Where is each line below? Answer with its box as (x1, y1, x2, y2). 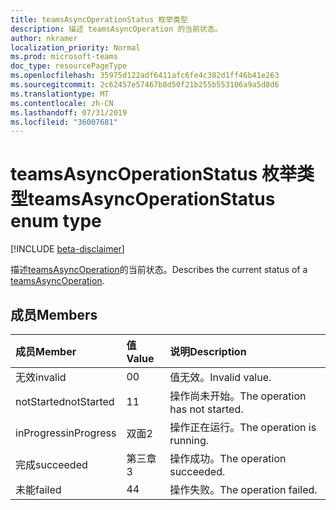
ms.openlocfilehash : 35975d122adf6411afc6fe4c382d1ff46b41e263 (10, 71, 280, 81)
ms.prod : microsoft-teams (10, 52, 118, 62)
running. (169, 434, 210, 447)
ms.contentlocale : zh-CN (10, 98, 114, 108)
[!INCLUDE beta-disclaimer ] (10, 243, 125, 255)
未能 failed (15, 483, 62, 496)
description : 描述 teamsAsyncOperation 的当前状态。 (10, 24, 223, 34)
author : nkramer (10, 33, 78, 43)
